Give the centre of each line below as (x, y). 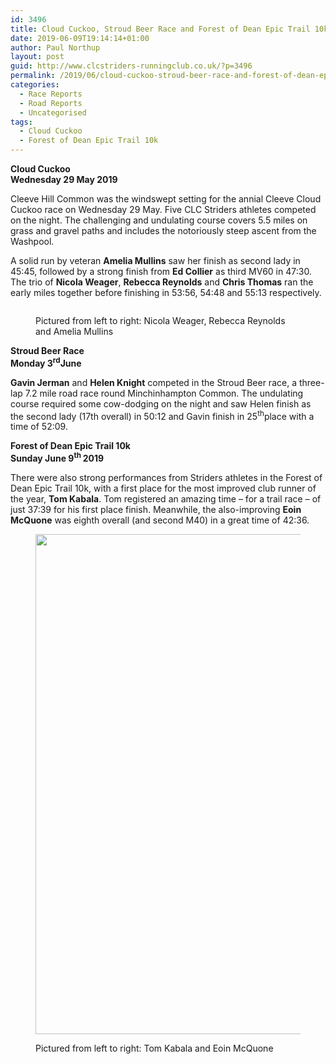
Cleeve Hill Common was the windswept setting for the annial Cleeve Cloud (166, 199)
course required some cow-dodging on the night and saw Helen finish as (161, 403)
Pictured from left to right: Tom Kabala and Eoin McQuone (154, 1048)
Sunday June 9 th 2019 (57, 457)
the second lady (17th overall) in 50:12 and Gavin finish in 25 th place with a (162, 415)
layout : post (37, 57)
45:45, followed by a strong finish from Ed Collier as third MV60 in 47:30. (161, 271)
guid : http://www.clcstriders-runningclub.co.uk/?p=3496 (131, 66)
